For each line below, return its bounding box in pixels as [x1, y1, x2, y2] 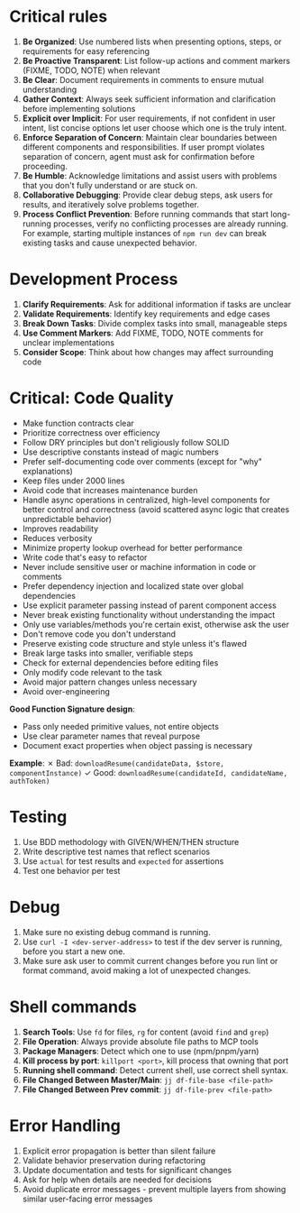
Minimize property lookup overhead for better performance [22, 542, 243, 553]
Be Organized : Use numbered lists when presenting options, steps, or [22, 36, 282, 47]
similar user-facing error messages [22, 1193, 153, 1204]
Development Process [9, 269, 178, 289]
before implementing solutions [22, 103, 136, 114]
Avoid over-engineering [22, 685, 111, 696]
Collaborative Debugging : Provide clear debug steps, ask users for [22, 189, 273, 200]
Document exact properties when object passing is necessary [22, 740, 253, 750]
